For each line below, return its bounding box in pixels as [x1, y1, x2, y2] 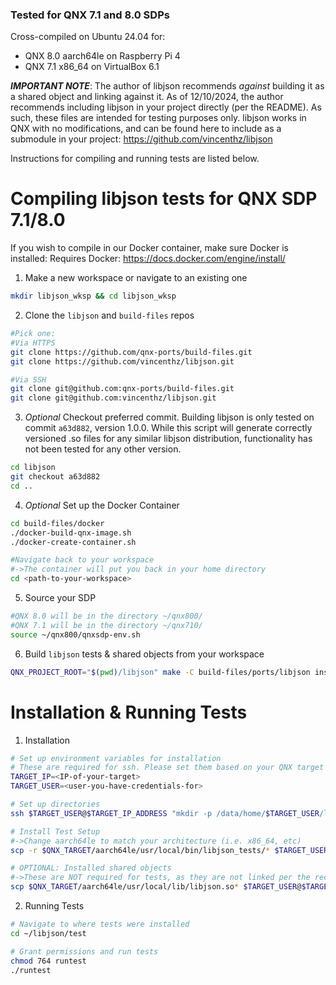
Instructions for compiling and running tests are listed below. [10, 153, 260, 165]
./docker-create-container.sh [10, 537, 137, 547]
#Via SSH [10, 374, 47, 385]
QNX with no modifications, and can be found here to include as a [10, 123, 282, 135]
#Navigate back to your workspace [10, 555, 155, 565]
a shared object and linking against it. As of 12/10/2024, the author [10, 91, 284, 103]
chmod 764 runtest [10, 956, 87, 966]
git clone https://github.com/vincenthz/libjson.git [10, 356, 235, 367]
